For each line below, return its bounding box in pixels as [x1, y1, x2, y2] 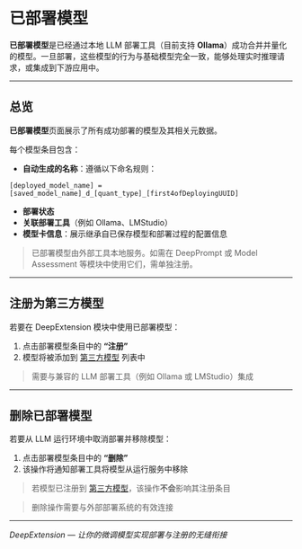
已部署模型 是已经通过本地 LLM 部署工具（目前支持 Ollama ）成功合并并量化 [9, 40, 288, 50]
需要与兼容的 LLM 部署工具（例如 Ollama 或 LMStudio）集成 [31, 370, 254, 382]
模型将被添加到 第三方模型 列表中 [22, 351, 146, 362]
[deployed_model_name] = [9, 181, 102, 190]
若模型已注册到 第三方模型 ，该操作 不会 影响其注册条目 [31, 483, 231, 494]
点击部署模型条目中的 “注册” [22, 341, 129, 351]
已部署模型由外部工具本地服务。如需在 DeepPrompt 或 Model [31, 247, 258, 258]
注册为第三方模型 [9, 296, 104, 311]
